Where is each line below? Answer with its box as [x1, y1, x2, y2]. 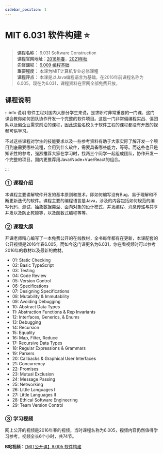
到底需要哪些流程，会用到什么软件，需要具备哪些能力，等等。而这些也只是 [9, 144, 158, 150]
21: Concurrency [12, 360, 45, 366]
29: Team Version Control [12, 402, 64, 408]
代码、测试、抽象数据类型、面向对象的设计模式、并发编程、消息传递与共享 [9, 203, 158, 210]
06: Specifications [12, 283, 49, 289]
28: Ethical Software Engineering [12, 397, 78, 403]
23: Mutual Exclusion [12, 371, 54, 377]
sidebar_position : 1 [5, 7, 47, 12]
